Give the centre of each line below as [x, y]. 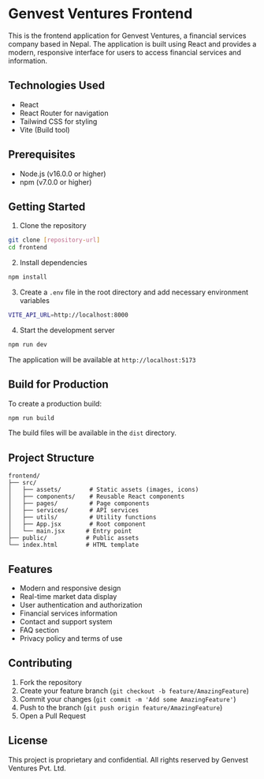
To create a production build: [55, 403]
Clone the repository [53, 226]
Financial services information [69, 613]
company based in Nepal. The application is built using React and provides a [132, 43]
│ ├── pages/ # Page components [79, 504]
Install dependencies [54, 263]
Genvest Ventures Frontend [100, 14]
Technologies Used [56, 86]
